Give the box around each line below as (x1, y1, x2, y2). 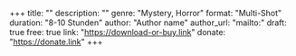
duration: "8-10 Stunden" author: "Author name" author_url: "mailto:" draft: (9, 17, 287, 28)
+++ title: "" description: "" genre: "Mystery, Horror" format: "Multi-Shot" (9, 8, 282, 18)
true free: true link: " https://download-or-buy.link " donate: (9, 27, 226, 37)
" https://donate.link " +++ (9, 36, 103, 47)
